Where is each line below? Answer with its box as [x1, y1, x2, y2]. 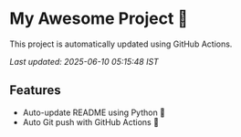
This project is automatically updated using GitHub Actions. [9, 38, 233, 49]
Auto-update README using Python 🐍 [22, 107, 166, 118]
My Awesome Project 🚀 [9, 8, 189, 29]
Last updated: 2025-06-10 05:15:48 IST [9, 56, 160, 67]
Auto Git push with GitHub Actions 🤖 [22, 116, 160, 127]
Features [9, 82, 61, 99]
